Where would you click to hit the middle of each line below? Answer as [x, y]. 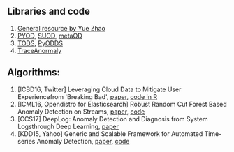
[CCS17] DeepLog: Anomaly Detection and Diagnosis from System [112, 119]
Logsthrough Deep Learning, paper [68, 126]
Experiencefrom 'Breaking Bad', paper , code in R [87, 96]
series [26, 141]
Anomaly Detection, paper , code [83, 141]
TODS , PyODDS [40, 43]
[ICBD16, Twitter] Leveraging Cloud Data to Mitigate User [99, 89]
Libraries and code [49, 12]
